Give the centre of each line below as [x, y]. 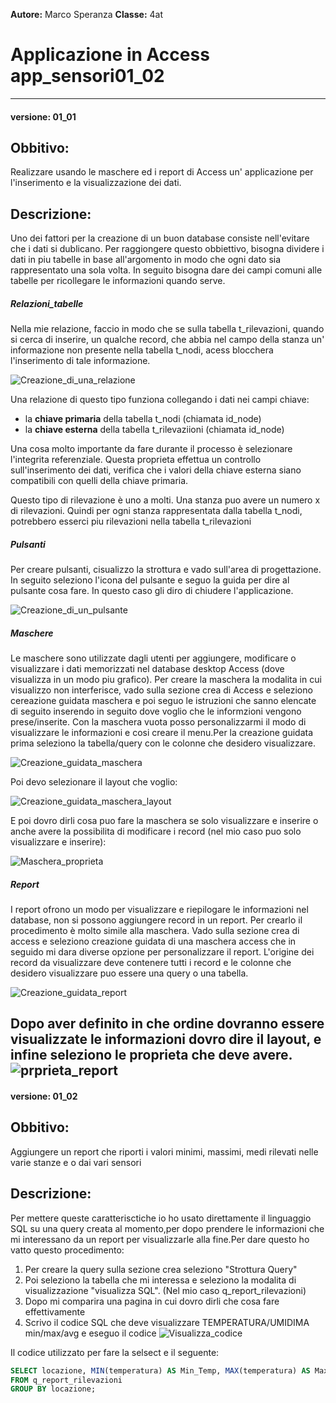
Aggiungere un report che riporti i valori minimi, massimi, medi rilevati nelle [164, 1151]
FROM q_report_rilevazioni [66, 1380]
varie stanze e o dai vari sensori [76, 1162]
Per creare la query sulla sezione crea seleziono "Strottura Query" [161, 1269]
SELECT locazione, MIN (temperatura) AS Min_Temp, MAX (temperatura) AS [160, 1370]
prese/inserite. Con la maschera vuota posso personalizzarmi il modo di [158, 722]
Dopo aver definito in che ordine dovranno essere [167, 1024]
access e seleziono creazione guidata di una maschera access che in [153, 941]
